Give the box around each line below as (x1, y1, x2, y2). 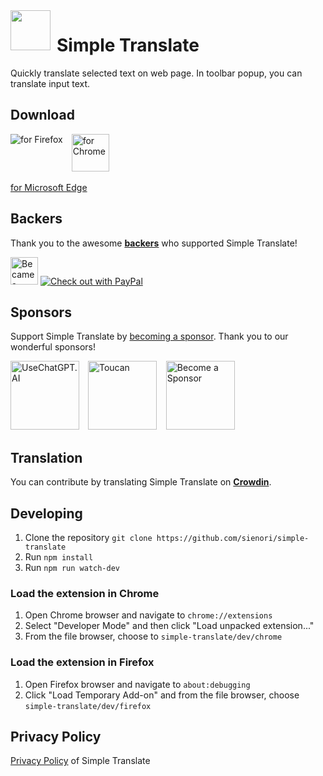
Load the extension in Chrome (10, 586, 160, 600)
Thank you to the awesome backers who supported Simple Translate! (10, 237, 298, 249)
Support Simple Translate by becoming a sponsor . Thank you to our (10, 330, 289, 343)
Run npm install (24, 551, 94, 563)
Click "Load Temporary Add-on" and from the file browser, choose (24, 689, 300, 701)
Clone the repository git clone (24, 532, 153, 543)
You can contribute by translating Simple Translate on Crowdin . (10, 476, 272, 488)
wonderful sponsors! (10, 341, 96, 353)
